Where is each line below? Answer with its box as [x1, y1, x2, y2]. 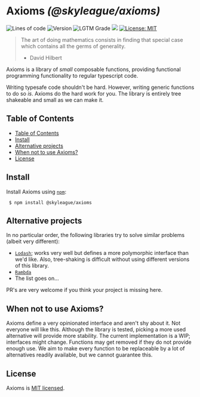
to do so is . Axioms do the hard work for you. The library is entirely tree [6, 90, 181, 97]
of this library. [14, 262, 50, 269]
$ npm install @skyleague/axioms [8, 199, 93, 205]
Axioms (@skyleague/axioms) [6, 4, 161, 18]
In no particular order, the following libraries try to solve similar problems [6, 232, 185, 239]
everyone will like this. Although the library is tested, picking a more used [6, 326, 186, 333]
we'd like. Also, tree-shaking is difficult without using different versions [14, 256, 190, 263]
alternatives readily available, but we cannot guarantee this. [6, 351, 153, 359]
